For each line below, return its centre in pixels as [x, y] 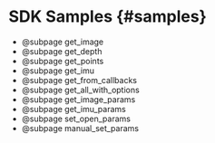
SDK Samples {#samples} [108, 17]
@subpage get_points [63, 61]
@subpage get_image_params [78, 99]
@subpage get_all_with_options [80, 90]
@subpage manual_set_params [80, 128]
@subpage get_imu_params [73, 109]
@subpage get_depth [62, 51]
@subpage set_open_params [76, 119]
